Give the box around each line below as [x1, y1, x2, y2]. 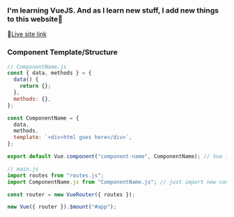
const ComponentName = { [7, 114, 79, 122]
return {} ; [19, 83, 52, 90]
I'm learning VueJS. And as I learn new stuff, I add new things [7, 6, 219, 15]
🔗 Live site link [7, 30, 47, 38]
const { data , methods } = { [7, 70, 92, 77]
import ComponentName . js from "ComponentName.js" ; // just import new [7, 178, 217, 186]
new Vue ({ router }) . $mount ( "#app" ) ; [7, 204, 117, 211]
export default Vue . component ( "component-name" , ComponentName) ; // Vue [7, 153, 223, 160]
